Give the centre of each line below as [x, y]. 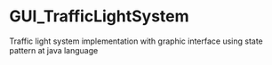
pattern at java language [54, 50]
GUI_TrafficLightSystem [99, 16]
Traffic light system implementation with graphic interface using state [136, 41]
